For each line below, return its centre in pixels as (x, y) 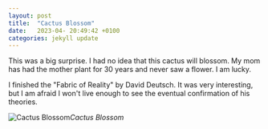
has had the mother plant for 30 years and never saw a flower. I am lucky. (130, 70)
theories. (23, 102)
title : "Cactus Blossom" (51, 23)
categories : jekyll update (53, 38)
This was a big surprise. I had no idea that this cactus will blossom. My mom (134, 61)
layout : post (30, 16)
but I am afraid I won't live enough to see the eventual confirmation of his (129, 94)
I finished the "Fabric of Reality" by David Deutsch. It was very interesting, (131, 85)
